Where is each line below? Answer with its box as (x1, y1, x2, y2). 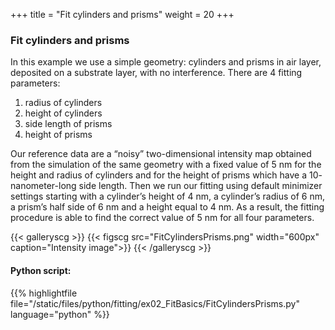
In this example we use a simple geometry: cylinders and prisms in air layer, (10, 56, 322, 68)
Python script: (10, 264, 72, 276)
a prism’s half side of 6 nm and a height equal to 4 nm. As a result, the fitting (10, 201, 325, 213)
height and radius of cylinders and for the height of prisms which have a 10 (10, 169, 319, 181)
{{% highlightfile (10, 287, 78, 299)
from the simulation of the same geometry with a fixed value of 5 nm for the (10, 159, 322, 171)
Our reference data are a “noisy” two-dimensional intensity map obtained (10, 148, 312, 160)
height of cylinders (24, 107, 103, 119)
